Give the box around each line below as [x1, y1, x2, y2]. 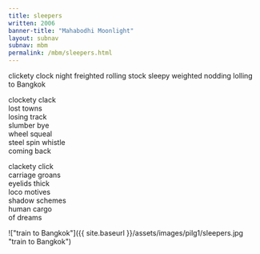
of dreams [8, 213, 42, 222]
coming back [8, 146, 52, 155]
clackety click [8, 162, 54, 171]
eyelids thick [8, 179, 50, 188]
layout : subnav [8, 34, 59, 42]
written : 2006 [8, 19, 56, 27]
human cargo [8, 204, 52, 213]
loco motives [8, 187, 50, 196]
